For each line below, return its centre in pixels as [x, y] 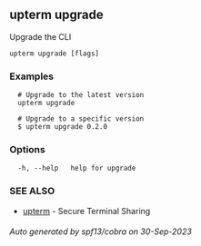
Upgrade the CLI [40, 36]
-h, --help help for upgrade [77, 168]
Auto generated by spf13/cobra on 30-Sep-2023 [101, 231]
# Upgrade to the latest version [81, 95]
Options [27, 150]
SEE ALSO [32, 192]
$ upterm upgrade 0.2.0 [62, 127]
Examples [32, 76]
